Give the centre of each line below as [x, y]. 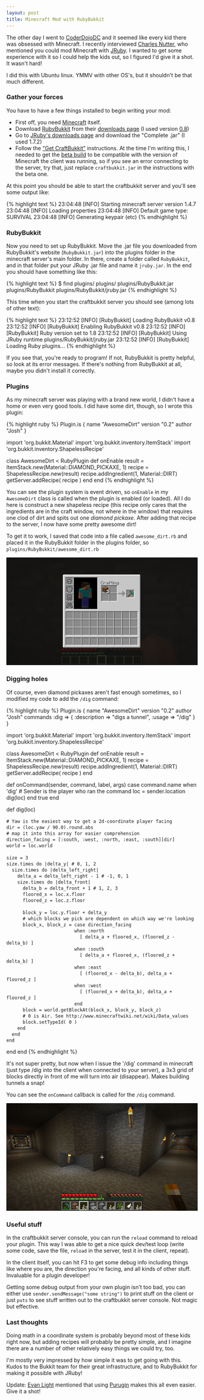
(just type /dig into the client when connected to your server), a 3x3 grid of [100, 1070]
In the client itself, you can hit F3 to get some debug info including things [97, 1262]
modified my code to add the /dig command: [63, 698]
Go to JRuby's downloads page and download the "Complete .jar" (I [100, 135]
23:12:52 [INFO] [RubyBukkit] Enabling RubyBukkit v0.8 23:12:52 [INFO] [96, 327]
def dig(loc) [21, 809]
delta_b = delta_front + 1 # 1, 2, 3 [70, 888]
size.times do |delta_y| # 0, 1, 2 [51, 864]
